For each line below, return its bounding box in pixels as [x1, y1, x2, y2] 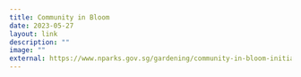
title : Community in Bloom [9, 12, 110, 22]
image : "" [9, 46, 47, 55]
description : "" [9, 37, 70, 47]
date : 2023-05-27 [9, 21, 74, 30]
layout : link [9, 29, 58, 38]
